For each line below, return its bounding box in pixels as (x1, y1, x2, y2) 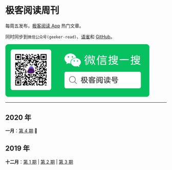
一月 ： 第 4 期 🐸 (5, 128, 38, 134)
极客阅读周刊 (5, 5, 60, 16)
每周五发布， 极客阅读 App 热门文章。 (5, 23, 84, 29)
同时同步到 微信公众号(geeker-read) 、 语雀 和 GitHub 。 (5, 33, 115, 40)
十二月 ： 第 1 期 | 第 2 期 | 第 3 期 (5, 159, 73, 165)
